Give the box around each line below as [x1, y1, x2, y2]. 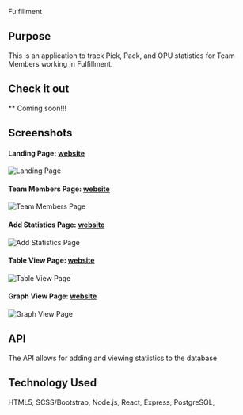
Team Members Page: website [8, 184, 111, 194]
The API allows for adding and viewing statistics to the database [8, 353, 218, 363]
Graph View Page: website [8, 291, 97, 301]
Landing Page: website [8, 148, 85, 158]
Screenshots [8, 126, 73, 140]
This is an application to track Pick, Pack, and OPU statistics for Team [8, 51, 235, 60]
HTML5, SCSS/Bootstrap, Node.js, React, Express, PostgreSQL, [8, 397, 215, 407]
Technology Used [8, 376, 97, 390]
